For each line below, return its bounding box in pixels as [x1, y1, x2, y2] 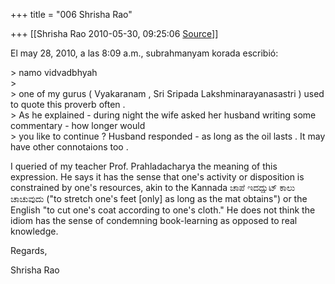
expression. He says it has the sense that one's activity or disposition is [10, 171, 305, 183]
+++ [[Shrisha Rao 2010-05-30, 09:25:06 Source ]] [10, 28, 219, 39]
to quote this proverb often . [10, 99, 126, 110]
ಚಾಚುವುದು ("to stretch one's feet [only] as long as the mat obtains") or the [10, 193, 308, 204]
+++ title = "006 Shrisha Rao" [10, 9, 133, 20]
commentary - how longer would [10, 120, 146, 131]
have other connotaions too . [10, 141, 129, 153]
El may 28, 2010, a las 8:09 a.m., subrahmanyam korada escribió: [10, 47, 279, 59]
